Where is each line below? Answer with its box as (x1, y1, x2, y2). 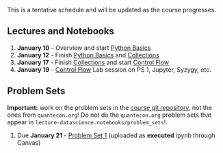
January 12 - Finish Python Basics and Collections (16, 51, 159, 59)
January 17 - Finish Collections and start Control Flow (16, 58, 170, 66)
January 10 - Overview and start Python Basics (16, 44, 151, 52)
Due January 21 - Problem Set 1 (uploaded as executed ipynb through (16, 131, 215, 139)
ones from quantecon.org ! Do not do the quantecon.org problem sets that (7, 111, 212, 119)
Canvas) (16, 138, 41, 146)
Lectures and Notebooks (7, 25, 115, 37)
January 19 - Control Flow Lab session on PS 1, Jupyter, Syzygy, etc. (16, 65, 212, 74)
